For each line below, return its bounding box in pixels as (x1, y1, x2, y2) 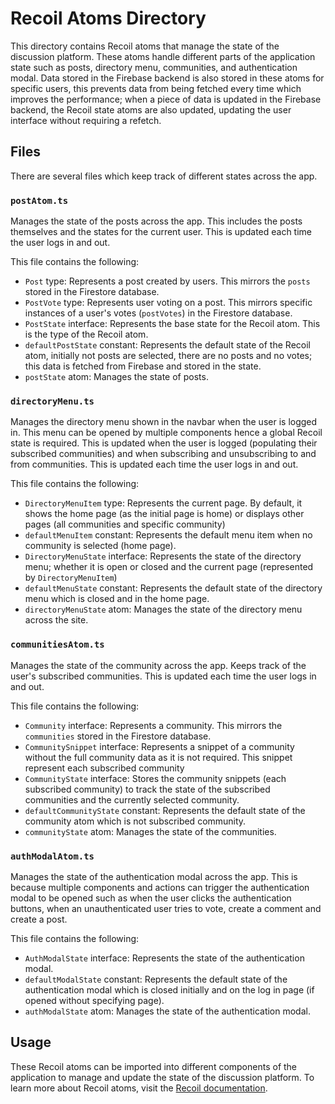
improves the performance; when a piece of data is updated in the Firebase (10, 93, 322, 105)
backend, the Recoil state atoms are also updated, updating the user (10, 103, 292, 116)
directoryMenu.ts (10, 395, 95, 407)
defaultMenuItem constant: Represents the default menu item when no (24, 529, 313, 541)
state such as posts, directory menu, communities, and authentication (10, 61, 298, 73)
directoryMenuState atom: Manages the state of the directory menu (24, 603, 303, 616)
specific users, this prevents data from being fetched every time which (10, 82, 302, 94)
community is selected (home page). (24, 540, 177, 552)
